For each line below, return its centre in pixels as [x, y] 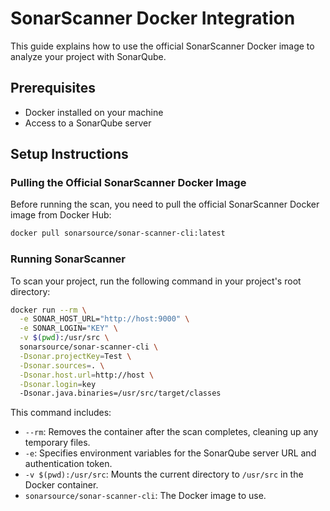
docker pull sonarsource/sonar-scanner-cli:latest [118, 233]
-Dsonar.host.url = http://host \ [87, 375]
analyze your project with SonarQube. [88, 56]
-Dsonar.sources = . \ [62, 365]
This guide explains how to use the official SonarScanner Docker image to [162, 46]
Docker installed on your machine [94, 112]
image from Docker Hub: [61, 215]
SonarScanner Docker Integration [153, 18]
